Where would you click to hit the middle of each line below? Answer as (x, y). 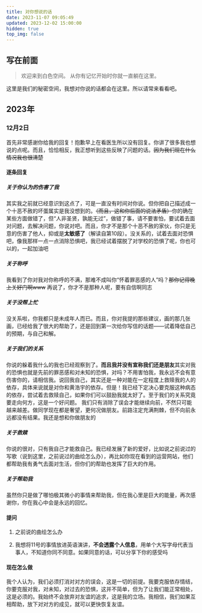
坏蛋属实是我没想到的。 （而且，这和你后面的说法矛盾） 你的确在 (115, 211)
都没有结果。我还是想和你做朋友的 (54, 418)
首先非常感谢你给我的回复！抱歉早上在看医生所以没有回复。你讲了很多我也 (98, 142)
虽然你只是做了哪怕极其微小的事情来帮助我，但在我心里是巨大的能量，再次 (98, 495)
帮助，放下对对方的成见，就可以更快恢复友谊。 (69, 604)
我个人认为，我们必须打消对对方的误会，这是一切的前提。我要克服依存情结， (101, 582)
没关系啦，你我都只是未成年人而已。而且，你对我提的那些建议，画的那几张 (98, 319)
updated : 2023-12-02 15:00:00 (44, 23)
